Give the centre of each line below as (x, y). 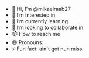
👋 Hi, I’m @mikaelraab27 (41, 9)
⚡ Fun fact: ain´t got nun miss (47, 49)
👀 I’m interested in (33, 15)
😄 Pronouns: (28, 42)
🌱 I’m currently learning (40, 21)
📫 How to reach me (36, 34)
